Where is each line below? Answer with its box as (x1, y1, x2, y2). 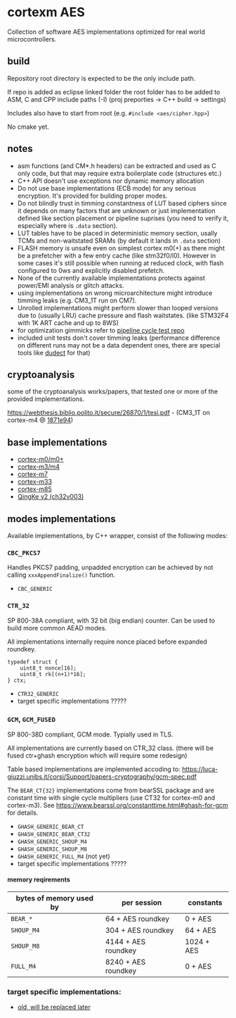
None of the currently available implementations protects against (17, 274, 205, 282)
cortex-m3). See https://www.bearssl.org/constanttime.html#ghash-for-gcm (7, 801, 228, 809)
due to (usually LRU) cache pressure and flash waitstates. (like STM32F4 (17, 311, 229, 319)
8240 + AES (105, 957, 146, 967)
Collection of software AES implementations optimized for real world (7, 27, 206, 36)
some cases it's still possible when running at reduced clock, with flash (17, 258, 224, 267)
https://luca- (181, 765, 218, 773)
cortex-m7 (17, 470, 48, 478)
